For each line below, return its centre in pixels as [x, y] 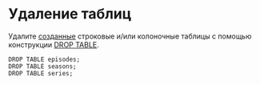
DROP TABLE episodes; [44, 59]
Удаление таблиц [70, 14]
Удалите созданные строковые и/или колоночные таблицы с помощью [130, 36]
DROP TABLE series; [41, 73]
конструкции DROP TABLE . [54, 44]
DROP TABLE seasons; [43, 66]
